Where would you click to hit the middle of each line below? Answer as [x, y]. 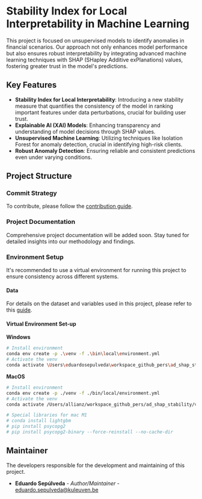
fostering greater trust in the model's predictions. [67, 66]
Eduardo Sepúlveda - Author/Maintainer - [67, 483]
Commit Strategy [32, 193]
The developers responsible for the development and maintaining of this [96, 465]
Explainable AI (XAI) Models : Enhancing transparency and [87, 125]
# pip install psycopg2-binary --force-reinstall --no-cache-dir [90, 432]
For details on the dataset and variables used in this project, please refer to [99, 304]
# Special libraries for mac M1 [47, 415]
